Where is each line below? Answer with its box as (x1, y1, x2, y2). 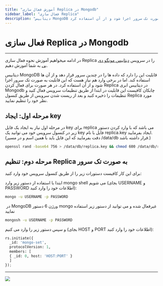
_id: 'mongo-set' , (9, 240, 47, 245)
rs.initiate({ (5, 236, 34, 241)
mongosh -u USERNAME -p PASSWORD (5, 217, 73, 223)
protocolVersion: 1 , (9, 245, 51, 250)
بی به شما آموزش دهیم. (5, 62, 48, 68)
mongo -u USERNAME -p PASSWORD (5, 194, 68, 199)
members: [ (9, 249, 32, 254)
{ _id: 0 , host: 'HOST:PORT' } (9, 254, 73, 259)
